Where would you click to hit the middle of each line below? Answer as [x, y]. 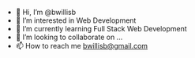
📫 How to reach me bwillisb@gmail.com [82, 46]
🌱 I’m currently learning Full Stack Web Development [101, 29]
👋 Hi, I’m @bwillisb [46, 12]
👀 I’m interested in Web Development [76, 20]
